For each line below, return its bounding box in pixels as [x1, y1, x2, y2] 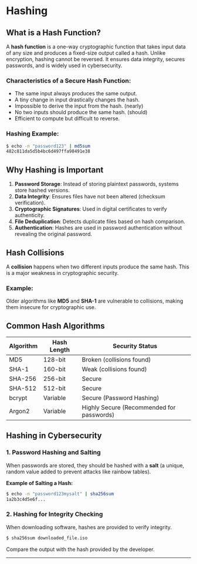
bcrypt [9, 394, 28, 402]
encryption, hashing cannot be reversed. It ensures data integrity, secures [6, 56, 185, 62]
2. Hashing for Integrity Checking [6, 510, 103, 519]
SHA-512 [9, 384, 37, 393]
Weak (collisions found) [81, 365, 148, 373]
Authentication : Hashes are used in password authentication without [14, 224, 182, 231]
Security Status [112, 342, 157, 350]
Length [49, 346, 70, 354]
